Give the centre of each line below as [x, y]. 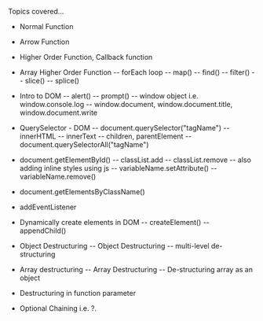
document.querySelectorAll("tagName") [84, 144]
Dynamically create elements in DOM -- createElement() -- [115, 222]
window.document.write [58, 113]
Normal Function [46, 26]
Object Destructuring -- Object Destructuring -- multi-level [114, 246]
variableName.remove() [58, 177]
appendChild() [43, 231]
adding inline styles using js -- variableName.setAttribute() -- [118, 168]
